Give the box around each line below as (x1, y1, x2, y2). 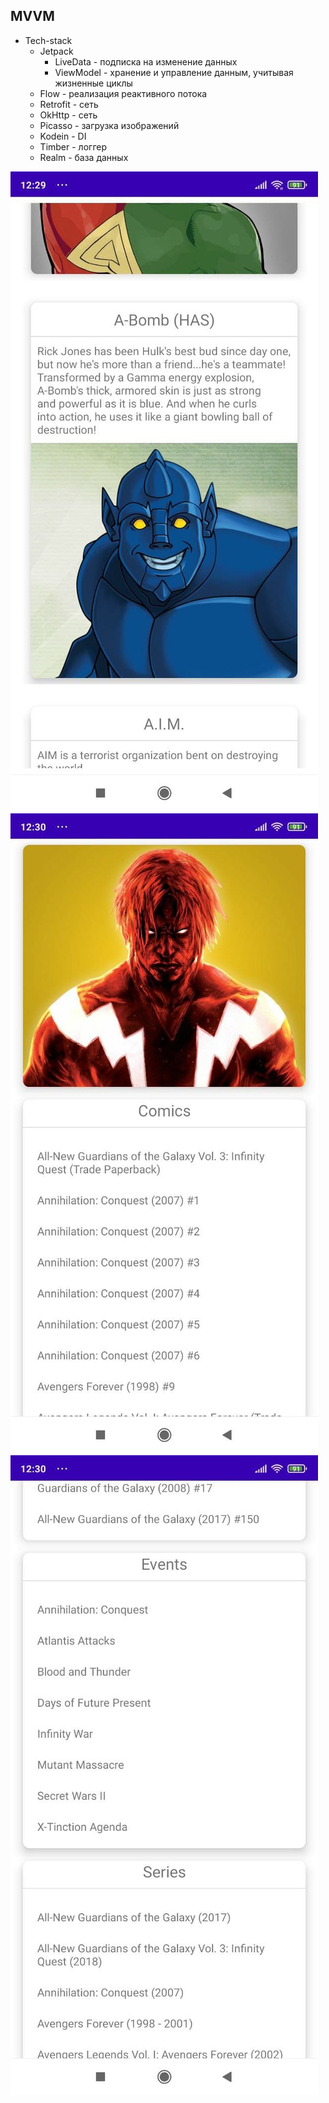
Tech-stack (24, 34, 73, 46)
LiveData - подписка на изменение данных (54, 55, 238, 68)
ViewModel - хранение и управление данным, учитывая (54, 66, 294, 78)
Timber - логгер (39, 140, 107, 153)
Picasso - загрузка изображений (39, 119, 180, 131)
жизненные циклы (54, 77, 133, 89)
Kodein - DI (39, 130, 87, 142)
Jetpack (39, 45, 74, 57)
